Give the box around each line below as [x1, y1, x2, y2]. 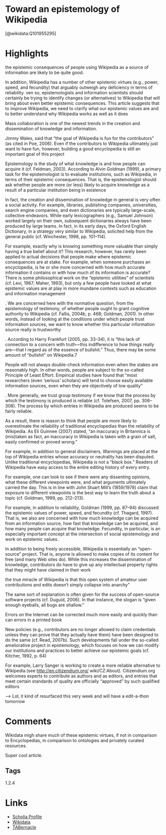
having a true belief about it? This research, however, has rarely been [5, 248, 147, 254]
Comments [5, 716, 52, 727]
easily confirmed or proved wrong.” [5, 439, 78, 445]
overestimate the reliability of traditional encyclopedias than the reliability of [5, 423, 160, 429]
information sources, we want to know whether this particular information [5, 321, 155, 327]
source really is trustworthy [5, 326, 61, 332]
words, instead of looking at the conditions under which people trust [5, 316, 145, 322]
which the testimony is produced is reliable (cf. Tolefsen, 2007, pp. [5, 397, 141, 403]
